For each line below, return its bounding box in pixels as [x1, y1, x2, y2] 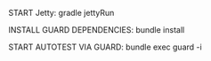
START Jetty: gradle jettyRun [8, 8, 115, 18]
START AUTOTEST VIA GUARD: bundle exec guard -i [8, 42, 202, 52]
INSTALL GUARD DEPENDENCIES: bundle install [8, 25, 185, 34]
